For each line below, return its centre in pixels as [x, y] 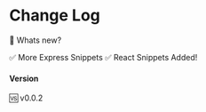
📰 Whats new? [36, 40]
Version [24, 78]
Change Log [55, 16]
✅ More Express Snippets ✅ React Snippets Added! [103, 57]
